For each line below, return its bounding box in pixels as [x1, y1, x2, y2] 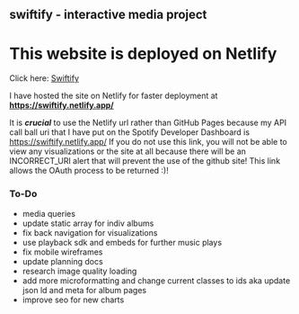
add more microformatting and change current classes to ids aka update [22, 274, 291, 286]
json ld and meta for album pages [22, 284, 146, 295]
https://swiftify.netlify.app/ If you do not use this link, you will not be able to [9, 137, 287, 148]
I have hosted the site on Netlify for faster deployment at [9, 90, 218, 102]
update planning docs [22, 256, 103, 266]
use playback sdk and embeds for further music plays [22, 237, 223, 247]
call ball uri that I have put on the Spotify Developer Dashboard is [9, 127, 250, 138]
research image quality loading [22, 265, 137, 276]
